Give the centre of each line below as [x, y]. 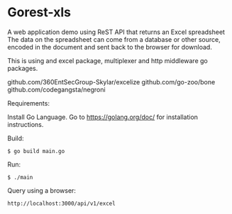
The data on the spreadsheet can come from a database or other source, [114, 39]
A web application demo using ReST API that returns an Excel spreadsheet [116, 32]
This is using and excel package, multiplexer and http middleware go [107, 60]
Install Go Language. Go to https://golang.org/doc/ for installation [103, 117]
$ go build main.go [36, 151]
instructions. [26, 124]
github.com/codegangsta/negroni [56, 89]
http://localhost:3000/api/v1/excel [61, 203]
